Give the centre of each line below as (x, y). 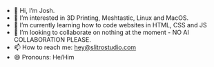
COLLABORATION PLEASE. (52, 40)
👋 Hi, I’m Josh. (34, 11)
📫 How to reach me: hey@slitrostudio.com (75, 47)
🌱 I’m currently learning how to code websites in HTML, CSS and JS (110, 25)
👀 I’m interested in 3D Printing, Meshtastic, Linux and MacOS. (101, 18)
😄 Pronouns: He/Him (44, 57)
